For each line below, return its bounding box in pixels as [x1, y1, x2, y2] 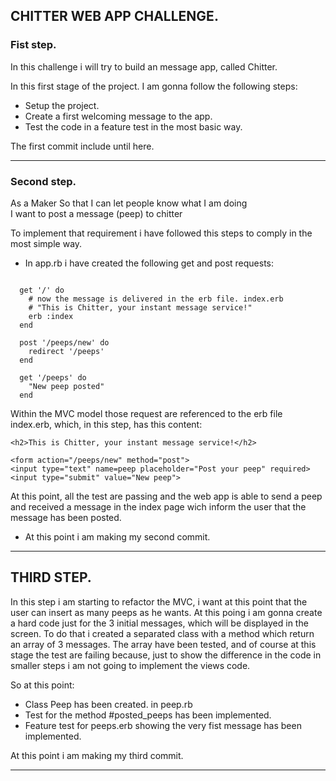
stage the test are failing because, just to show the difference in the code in [10, 649, 322, 661]
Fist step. [10, 38, 57, 52]
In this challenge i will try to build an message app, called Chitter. [10, 60, 278, 73]
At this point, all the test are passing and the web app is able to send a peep [10, 490, 323, 502]
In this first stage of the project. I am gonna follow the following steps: [10, 80, 298, 92]
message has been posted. [10, 511, 122, 523]
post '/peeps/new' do [19, 337, 110, 348]
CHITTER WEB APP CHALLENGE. [10, 8, 219, 25]
